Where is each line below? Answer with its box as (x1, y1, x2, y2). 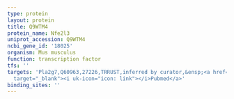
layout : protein (7, 17, 54, 24)
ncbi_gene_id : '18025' (7, 43, 73, 49)
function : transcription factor (7, 56, 101, 63)
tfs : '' (7, 62, 30, 69)
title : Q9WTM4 (7, 23, 49, 30)
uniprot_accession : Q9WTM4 (7, 36, 86, 43)
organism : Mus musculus (7, 49, 77, 56)
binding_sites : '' (7, 82, 61, 89)
